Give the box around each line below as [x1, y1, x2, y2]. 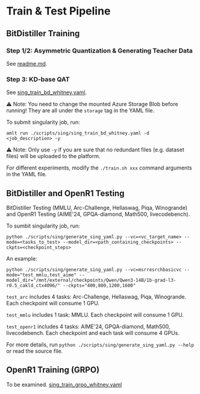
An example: [6, 255, 37, 262]
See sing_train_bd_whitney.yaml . [6, 89, 87, 96]
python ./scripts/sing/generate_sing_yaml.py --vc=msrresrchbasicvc [6, 267, 182, 273]
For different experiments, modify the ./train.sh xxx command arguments [6, 164, 192, 171]
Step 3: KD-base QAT [6, 75, 70, 83]
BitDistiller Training [6, 28, 80, 39]
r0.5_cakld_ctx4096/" [6, 282, 61, 288]
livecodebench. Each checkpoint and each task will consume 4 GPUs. [6, 329, 180, 336]
